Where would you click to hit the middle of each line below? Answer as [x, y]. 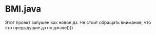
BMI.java [23, 9]
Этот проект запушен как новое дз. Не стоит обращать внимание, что [78, 22]
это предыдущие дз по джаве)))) [39, 27]
